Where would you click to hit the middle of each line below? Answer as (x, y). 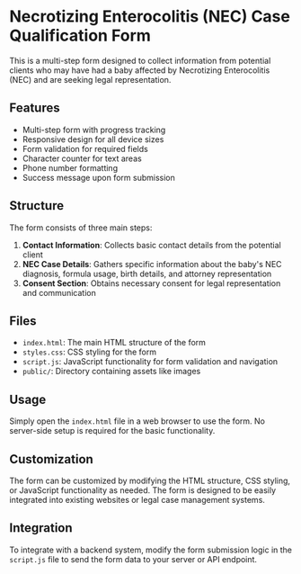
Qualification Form (80, 36)
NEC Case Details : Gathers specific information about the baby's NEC (152, 264)
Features (35, 108)
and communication (59, 292)
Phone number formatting (70, 167)
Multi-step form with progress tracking (94, 130)
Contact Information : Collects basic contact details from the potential (151, 245)
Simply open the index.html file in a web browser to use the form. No (137, 421)
